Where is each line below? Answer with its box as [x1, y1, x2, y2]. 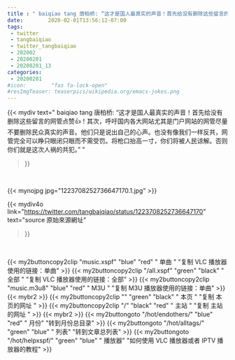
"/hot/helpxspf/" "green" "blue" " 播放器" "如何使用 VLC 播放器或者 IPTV [7, 336, 216, 345]
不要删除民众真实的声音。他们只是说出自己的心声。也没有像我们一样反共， [7, 128, 222, 136]
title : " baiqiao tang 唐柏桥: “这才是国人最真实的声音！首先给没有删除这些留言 [7, 10, 225, 17]
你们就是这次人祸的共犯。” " [7, 145, 85, 154]
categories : [7, 69, 42, 75]
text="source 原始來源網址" [7, 216, 87, 224]
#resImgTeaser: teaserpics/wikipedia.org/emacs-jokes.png [7, 88, 180, 95]
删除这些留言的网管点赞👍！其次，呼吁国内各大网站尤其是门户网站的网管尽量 [7, 117, 228, 126]
